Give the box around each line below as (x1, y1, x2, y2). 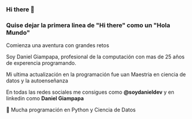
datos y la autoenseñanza (6, 77, 69, 84)
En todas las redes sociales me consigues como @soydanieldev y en (6, 88, 174, 96)
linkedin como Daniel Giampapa (6, 95, 84, 102)
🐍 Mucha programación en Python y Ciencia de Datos (6, 106, 136, 114)
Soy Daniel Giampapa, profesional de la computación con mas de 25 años (6, 53, 185, 61)
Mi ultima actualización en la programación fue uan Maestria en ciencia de (6, 71, 186, 78)
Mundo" (6, 28, 31, 37)
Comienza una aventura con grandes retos (6, 42, 110, 49)
